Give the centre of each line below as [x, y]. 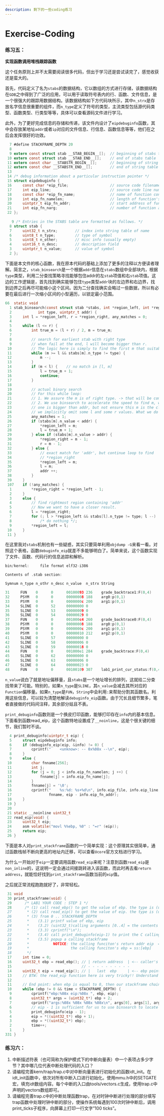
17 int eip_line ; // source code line [79, 190]
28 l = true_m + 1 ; [40, 430]
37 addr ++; [32, 471]
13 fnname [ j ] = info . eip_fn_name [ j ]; [59, 777]
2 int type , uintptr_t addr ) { [53, 312]
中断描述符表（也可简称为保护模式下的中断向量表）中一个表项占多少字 [83, 1059]
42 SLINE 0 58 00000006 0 [47, 642]
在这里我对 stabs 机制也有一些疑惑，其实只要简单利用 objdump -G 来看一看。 [79, 544]
